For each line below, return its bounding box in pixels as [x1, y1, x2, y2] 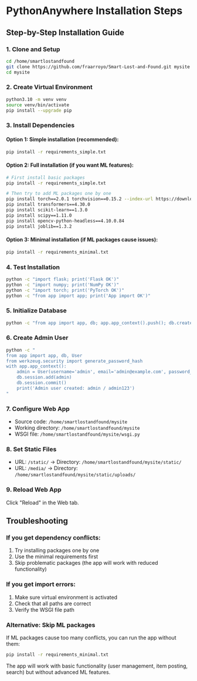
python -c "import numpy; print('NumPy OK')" [6, 282, 119, 288]
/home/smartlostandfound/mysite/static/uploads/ [14, 472, 136, 478]
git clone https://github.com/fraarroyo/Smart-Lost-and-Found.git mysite [6, 63, 191, 70]
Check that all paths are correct [14, 600, 91, 607]
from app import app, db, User [6, 352, 83, 359]
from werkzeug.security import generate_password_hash [6, 358, 143, 364]
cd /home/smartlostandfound [6, 58, 75, 64]
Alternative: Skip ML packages [6, 621, 96, 629]
